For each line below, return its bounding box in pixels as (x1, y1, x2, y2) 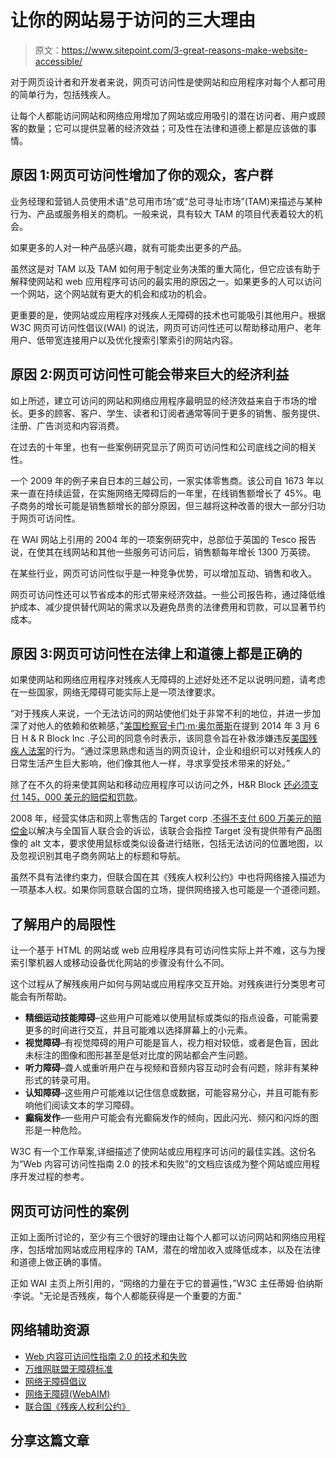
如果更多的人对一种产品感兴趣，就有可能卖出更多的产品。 (10, 241, 247, 253)
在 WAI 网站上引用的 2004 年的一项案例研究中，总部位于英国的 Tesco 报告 (10, 533, 317, 545)
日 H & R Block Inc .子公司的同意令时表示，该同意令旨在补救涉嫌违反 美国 (10, 732, 309, 745)
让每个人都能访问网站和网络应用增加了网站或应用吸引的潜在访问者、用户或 (10, 109, 317, 121)
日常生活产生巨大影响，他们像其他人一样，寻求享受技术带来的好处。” (10, 757, 291, 770)
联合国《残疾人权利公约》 (24, 1400, 131, 1412)
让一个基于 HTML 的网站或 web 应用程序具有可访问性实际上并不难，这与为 (10, 944, 317, 956)
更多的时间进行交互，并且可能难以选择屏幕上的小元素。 (24, 1024, 253, 1036)
